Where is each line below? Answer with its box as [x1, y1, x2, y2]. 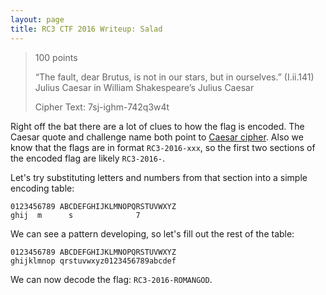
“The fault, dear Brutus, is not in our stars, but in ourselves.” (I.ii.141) [34, 71, 315, 83]
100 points [34, 51, 78, 63]
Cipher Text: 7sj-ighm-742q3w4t [34, 101, 170, 113]
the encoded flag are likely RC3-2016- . [10, 152, 166, 164]
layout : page [10, 14, 65, 25]
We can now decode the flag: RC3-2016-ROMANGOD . [10, 273, 213, 285]
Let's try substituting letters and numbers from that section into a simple [10, 171, 308, 183]
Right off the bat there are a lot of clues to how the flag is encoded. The [10, 120, 305, 132]
